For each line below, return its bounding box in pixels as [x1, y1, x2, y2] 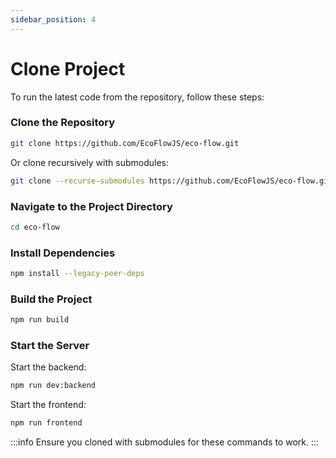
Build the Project [10, 292, 93, 306]
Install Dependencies [10, 246, 116, 260]
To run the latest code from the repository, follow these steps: [10, 91, 265, 103]
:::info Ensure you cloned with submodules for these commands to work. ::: [10, 436, 320, 448]
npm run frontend [10, 418, 83, 428]
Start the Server [10, 339, 90, 353]
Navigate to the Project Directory [10, 199, 173, 213]
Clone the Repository [10, 116, 116, 130]
